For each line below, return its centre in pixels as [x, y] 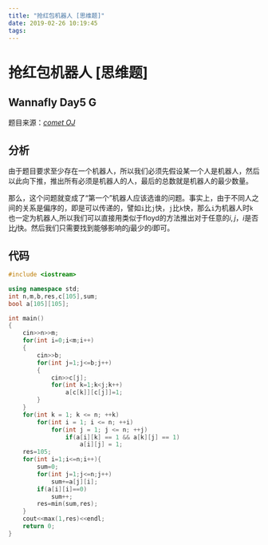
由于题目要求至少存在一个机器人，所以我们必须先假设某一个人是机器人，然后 [134, 171]
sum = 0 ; [48, 467]
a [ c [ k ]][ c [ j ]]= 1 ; [94, 392]
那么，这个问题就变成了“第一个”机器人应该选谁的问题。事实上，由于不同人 [130, 198]
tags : [17, 30]
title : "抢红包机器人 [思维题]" [57, 16]
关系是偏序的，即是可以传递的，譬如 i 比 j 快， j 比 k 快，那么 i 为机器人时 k [138, 208]
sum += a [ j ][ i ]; [74, 481]
